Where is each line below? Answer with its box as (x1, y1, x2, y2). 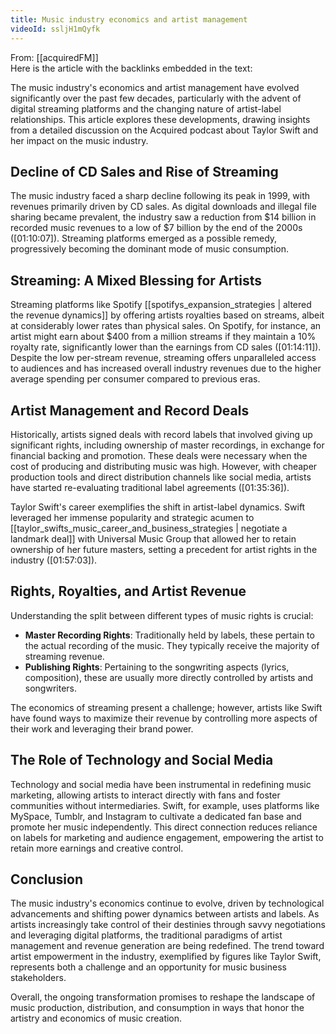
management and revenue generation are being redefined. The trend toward (10, 940, 325, 952)
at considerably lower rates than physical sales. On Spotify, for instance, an (10, 320, 322, 332)
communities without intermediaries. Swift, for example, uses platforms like (10, 799, 320, 811)
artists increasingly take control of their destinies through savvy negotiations (10, 919, 326, 931)
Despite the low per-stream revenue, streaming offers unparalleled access (10, 352, 317, 364)
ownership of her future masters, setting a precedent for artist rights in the (10, 543, 318, 555)
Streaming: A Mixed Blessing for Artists (10, 272, 262, 289)
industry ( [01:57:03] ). (10, 554, 98, 566)
